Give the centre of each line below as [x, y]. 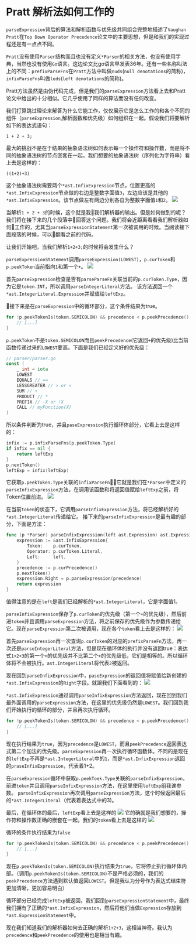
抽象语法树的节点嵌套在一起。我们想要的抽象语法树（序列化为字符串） [100, 155]
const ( [15, 364]
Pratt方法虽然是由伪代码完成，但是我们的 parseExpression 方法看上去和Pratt [96, 91]
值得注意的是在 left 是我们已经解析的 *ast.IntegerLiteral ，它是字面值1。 [93, 601]
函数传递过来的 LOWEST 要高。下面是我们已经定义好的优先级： [78, 347]
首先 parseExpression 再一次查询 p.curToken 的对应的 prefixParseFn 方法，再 [94, 641]
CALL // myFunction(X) [44, 408]
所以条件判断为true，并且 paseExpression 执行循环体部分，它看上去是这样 [93, 425]
